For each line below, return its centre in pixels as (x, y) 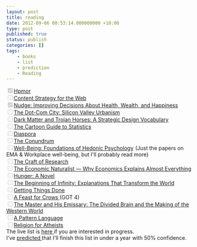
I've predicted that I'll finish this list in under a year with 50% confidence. (97, 238)
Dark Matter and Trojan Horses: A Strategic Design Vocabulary (92, 120)
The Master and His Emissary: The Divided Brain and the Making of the (102, 204)
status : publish (26, 40)
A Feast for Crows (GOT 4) (47, 197)
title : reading (25, 17)
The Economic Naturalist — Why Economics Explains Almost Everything (103, 169)
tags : (13, 51)
